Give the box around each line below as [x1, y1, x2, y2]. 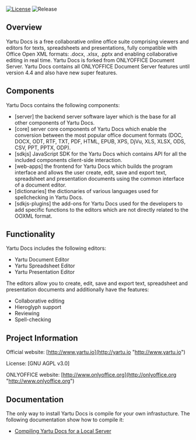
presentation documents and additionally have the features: [6, 286, 149, 293]
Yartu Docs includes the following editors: [6, 245, 107, 252]
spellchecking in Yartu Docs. [14, 194, 83, 201]
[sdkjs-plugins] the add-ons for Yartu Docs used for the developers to [14, 200, 183, 207]
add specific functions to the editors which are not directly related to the [14, 206, 188, 213]
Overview [6, 22, 43, 32]
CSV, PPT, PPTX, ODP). [14, 144, 71, 151]
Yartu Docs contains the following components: [6, 101, 120, 108]
